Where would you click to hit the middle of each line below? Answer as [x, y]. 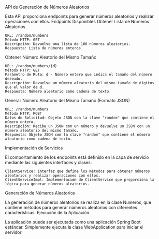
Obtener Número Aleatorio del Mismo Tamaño [51, 57]
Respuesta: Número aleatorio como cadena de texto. [58, 91]
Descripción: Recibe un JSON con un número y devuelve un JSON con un [78, 126]
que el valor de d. [25, 87]
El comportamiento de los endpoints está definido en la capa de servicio [77, 157]
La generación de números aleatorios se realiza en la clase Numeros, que [78, 202]
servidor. [14, 232]
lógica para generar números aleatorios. [47, 184]
